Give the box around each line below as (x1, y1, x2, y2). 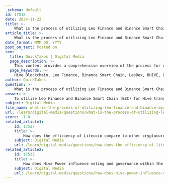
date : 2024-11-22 (5, 17, 42, 22)
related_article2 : (5, 147, 44, 152)
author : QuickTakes (5, 77, 46, 82)
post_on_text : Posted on (5, 45, 57, 50)
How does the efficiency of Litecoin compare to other (23, 133, 141, 138)
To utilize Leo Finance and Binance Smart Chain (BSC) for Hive (14, 96, 152, 101)
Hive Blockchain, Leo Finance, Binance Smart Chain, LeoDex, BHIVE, (14, 73, 161, 78)
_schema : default (5, 7, 42, 13)
